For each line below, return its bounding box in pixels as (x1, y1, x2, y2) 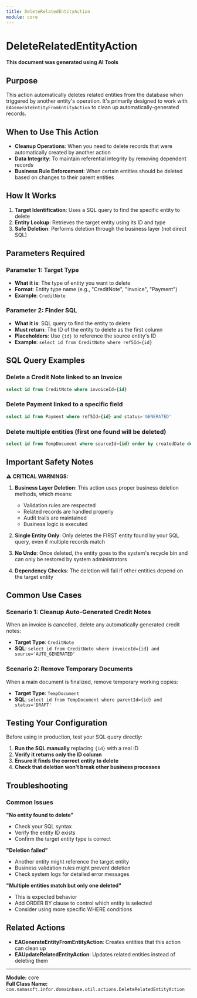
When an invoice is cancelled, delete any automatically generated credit (6, 621, 180, 628)
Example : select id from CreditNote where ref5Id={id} (14, 338, 152, 345)
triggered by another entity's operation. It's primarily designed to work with (6, 97, 188, 104)
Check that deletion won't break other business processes (14, 764, 161, 771)
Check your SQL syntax (14, 823, 72, 830)
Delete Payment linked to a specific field (6, 400, 123, 409)
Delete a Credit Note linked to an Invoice (6, 373, 123, 382)
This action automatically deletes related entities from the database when (6, 92, 184, 99)
